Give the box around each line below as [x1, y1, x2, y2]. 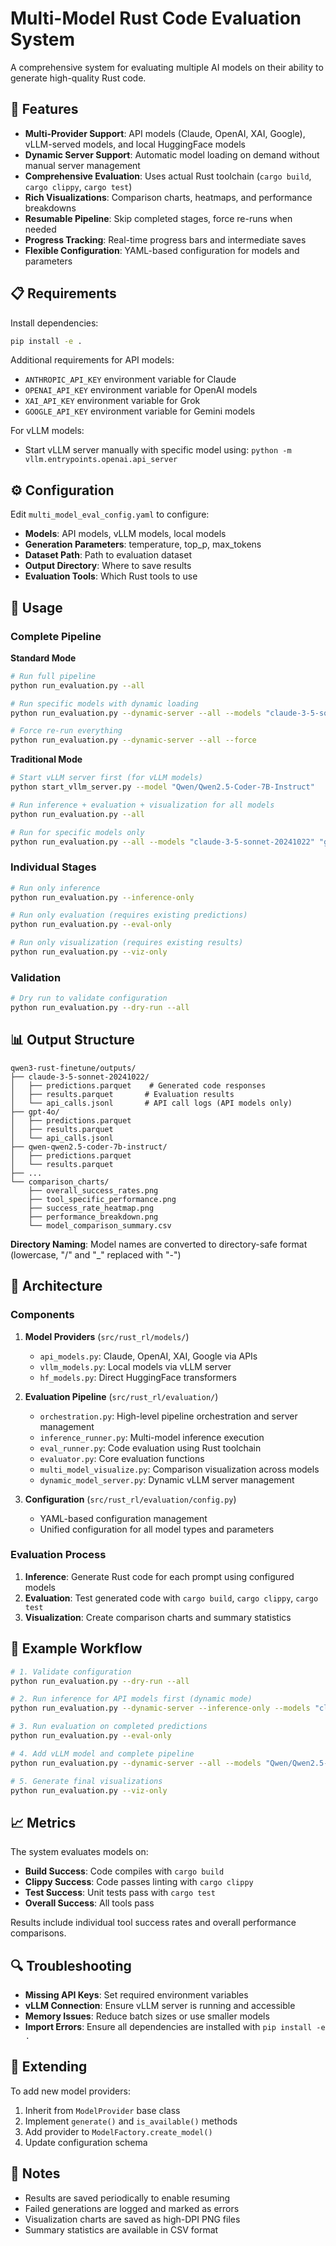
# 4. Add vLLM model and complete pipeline [10, 1748, 195, 1759]
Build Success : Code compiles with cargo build [24, 1865, 225, 1877]
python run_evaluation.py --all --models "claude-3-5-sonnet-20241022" [10, 837, 315, 847]
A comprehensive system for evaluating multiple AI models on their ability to [10, 61, 324, 73]
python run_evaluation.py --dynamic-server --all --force [10, 735, 257, 746]
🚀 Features [10, 101, 79, 118]
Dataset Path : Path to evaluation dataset [24, 549, 192, 561]
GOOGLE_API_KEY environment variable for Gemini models [24, 405, 256, 417]
